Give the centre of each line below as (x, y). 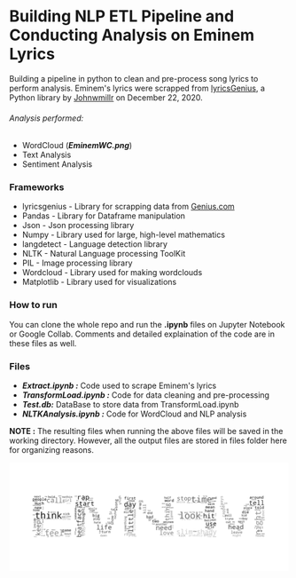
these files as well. (43, 343)
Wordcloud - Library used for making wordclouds (112, 273)
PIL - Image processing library (77, 263)
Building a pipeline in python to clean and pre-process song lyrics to (134, 78)
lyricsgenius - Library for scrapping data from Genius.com (128, 207)
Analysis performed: (47, 118)
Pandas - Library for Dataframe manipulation (104, 216)
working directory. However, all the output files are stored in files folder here (148, 440)
